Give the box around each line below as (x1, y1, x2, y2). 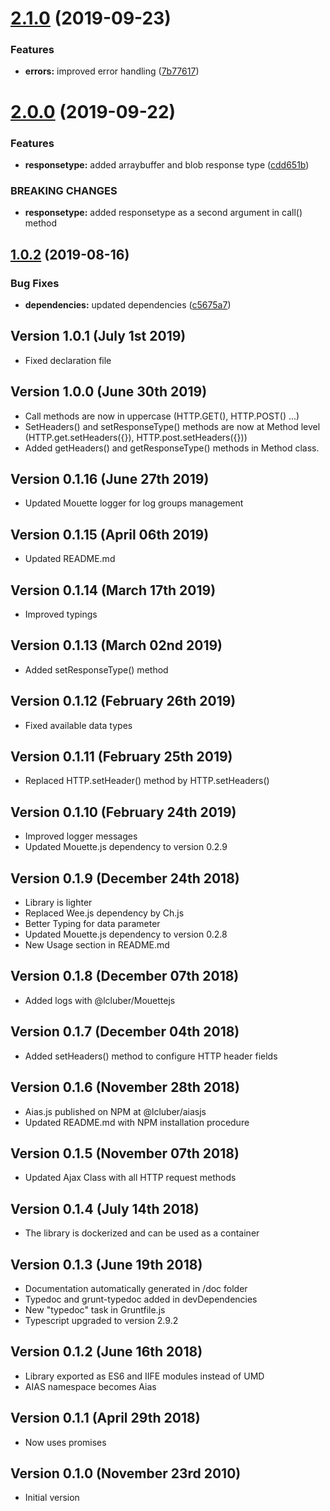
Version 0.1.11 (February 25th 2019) (10, 748, 233, 766)
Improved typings (24, 608, 98, 621)
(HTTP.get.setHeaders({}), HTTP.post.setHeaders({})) (24, 431, 248, 443)
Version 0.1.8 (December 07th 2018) (10, 968, 240, 985)
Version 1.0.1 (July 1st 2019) (10, 328, 187, 345)
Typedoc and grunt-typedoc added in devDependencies (24, 1293, 258, 1305)
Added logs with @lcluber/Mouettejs (24, 994, 176, 1006)
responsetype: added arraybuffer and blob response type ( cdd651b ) (24, 158, 310, 171)
